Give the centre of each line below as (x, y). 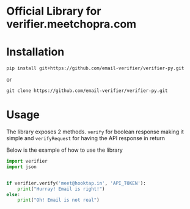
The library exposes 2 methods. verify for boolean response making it (95, 132)
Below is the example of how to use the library (65, 150)
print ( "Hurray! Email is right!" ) (61, 189)
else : (13, 194)
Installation (35, 52)
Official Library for (54, 11)
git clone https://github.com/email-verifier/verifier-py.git (87, 91)
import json (21, 167)
